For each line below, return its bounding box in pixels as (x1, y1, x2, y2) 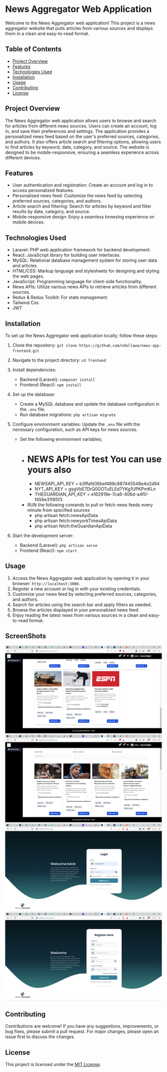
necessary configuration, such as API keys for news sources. (12, 427, 138, 432)
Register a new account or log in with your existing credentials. (12, 586, 142, 592)
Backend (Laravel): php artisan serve (19, 542, 98, 548)
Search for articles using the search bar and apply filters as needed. (12, 601, 152, 608)
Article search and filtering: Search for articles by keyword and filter (12, 203, 152, 210)
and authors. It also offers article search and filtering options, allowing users (5, 138, 162, 145)
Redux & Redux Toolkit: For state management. (12, 295, 108, 301)
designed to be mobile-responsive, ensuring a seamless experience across (5, 149, 159, 155)
